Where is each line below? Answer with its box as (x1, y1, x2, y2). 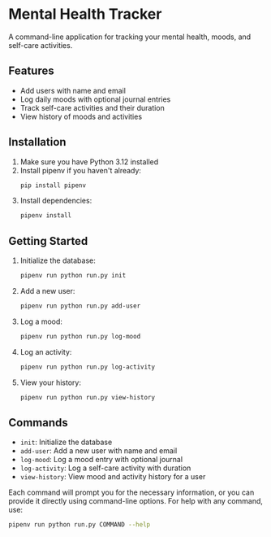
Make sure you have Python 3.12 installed (19, 156, 159, 167)
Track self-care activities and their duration (19, 103, 165, 112)
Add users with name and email (19, 85, 126, 95)
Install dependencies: (19, 196, 92, 206)
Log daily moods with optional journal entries (19, 94, 171, 104)
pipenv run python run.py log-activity (19, 363, 156, 371)
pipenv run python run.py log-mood (19, 332, 141, 340)
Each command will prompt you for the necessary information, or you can (8, 487, 255, 497)
